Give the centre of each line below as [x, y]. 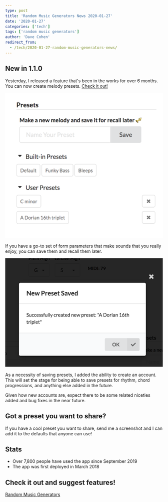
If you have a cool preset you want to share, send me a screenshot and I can [84, 428]
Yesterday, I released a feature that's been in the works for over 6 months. [82, 81]
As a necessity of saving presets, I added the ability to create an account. [81, 375]
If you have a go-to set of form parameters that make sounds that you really [83, 246]
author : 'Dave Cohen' [28, 37]
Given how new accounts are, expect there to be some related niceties [78, 395]
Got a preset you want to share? [56, 416]
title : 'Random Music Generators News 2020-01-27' [59, 16]
